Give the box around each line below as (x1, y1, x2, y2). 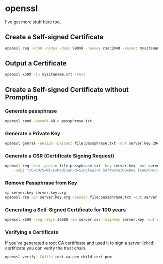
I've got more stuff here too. (5, 19, 61, 25)
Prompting (5, 93, 38, 101)
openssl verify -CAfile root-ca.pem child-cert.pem (5, 254, 112, 259)
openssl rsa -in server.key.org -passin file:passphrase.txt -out (5, 195, 142, 200)
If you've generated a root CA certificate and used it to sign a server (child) (5, 240, 155, 246)
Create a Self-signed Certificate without (5, 85, 129, 93)
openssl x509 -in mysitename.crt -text (5, 72, 86, 77)
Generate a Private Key (5, 130, 61, 137)
